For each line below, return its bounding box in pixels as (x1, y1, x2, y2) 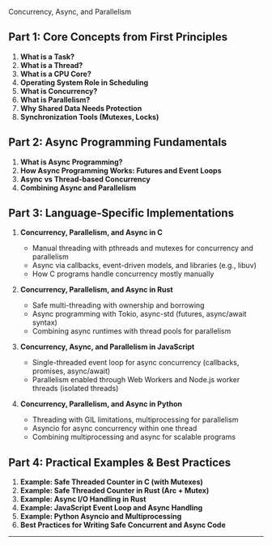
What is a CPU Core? (19, 69, 91, 79)
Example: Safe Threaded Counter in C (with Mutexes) (19, 477, 204, 487)
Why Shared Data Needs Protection (19, 103, 142, 113)
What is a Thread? (19, 60, 83, 70)
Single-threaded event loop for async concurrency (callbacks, (32, 358, 240, 368)
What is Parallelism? (19, 95, 91, 104)
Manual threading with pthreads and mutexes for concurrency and (32, 243, 253, 253)
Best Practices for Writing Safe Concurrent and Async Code (19, 520, 226, 530)
